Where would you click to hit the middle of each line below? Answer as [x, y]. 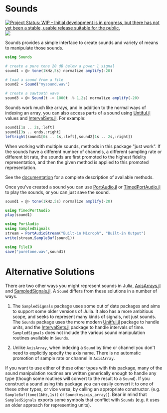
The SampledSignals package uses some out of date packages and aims [86, 306]
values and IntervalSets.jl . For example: [45, 118]
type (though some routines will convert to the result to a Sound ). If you [78, 378]
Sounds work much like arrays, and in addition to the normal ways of [76, 107]
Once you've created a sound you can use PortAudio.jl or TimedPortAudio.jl [83, 187]
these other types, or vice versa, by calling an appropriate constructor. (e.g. [83, 389]
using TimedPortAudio [28, 210]
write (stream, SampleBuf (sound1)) [40, 238]
